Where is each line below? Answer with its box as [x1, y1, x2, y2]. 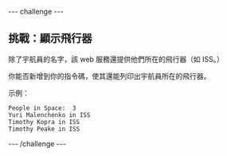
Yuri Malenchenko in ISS [8, 111, 91, 119]
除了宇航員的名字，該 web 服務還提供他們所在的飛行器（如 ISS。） [8, 54, 225, 64]
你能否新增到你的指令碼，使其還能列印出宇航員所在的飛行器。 [8, 71, 211, 80]
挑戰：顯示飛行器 [8, 32, 92, 45]
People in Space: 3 [8, 103, 77, 112]
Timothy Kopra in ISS [8, 118, 80, 126]
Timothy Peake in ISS [8, 125, 80, 133]
